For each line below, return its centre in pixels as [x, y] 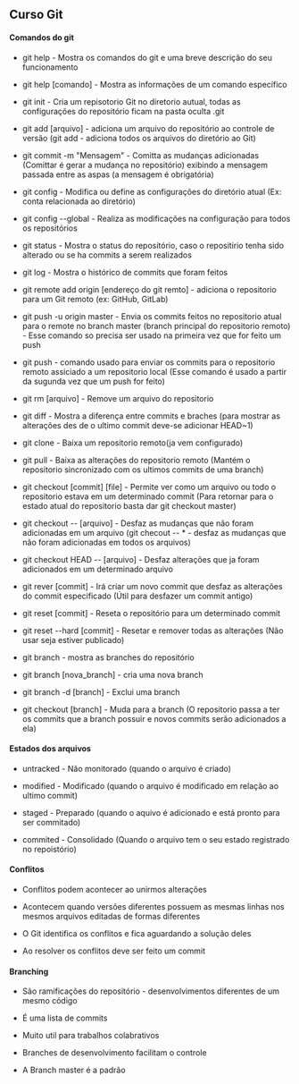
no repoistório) [50, 849]
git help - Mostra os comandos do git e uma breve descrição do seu [147, 57]
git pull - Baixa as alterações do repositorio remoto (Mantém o [136, 460]
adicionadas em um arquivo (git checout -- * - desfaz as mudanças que [154, 532]
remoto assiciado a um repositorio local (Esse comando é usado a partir [154, 371]
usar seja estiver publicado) [73, 639]
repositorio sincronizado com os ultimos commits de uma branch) [143, 470]
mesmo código [50, 1001]
